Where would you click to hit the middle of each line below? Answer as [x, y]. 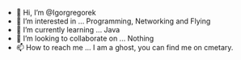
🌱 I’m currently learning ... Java [68, 30]
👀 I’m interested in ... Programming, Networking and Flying [113, 21]
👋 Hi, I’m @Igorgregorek [56, 13]
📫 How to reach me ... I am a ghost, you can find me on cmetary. [125, 47]
